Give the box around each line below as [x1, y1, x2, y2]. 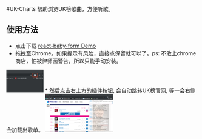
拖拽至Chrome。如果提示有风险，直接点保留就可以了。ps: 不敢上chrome [15, 49, 197, 56]
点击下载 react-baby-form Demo [15, 42, 96, 49]
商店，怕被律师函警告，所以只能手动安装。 [15, 57, 122, 64]
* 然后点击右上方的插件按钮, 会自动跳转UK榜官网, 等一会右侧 [45, 87, 196, 94]
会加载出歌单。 [6, 126, 44, 134]
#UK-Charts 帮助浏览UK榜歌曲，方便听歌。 [6, 5, 114, 12]
